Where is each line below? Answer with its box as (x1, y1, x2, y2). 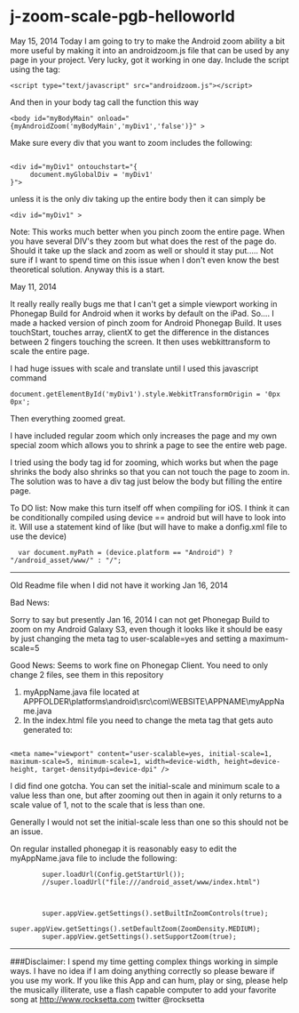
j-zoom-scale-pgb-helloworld (10, 6, 236, 27)
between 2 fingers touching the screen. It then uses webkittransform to (10, 336, 271, 347)
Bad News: (10, 597, 50, 607)
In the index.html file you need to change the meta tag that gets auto (22, 714, 273, 726)
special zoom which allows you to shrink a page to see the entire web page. (10, 439, 287, 450)
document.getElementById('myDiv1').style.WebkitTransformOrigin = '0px (10, 390, 280, 398)
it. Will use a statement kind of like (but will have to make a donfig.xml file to (10, 521, 287, 532)
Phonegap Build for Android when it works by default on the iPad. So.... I (10, 308, 274, 318)
